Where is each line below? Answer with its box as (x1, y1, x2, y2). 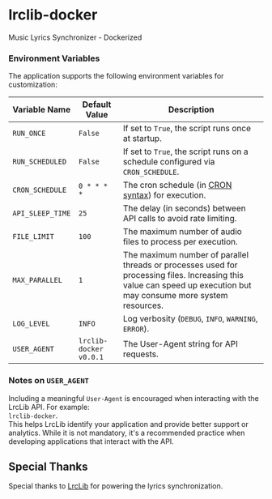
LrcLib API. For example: (8, 402, 91, 412)
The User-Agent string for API (122, 339, 239, 350)
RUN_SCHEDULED (12, 157, 67, 167)
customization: (8, 79, 58, 90)
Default (82, 99, 112, 110)
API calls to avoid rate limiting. (122, 213, 237, 224)
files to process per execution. (122, 237, 239, 248)
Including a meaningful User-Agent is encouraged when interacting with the (8, 393, 259, 403)
